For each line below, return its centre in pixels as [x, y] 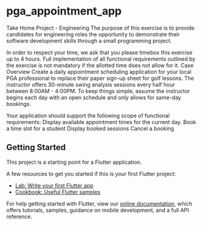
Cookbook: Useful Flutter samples [58, 192]
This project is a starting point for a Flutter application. [74, 162]
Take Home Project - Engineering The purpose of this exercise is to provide [100, 28]
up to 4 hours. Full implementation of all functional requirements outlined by [101, 59]
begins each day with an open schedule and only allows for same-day [94, 97]
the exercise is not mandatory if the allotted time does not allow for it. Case [100, 65]
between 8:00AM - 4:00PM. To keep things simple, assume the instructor [98, 91]
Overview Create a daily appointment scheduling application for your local [99, 71]
